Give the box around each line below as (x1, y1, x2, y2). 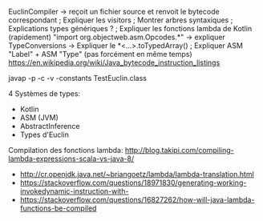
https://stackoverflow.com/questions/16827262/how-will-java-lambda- (19, 195, 255, 204)
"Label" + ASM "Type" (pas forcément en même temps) (8, 50, 192, 58)
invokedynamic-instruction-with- (19, 187, 129, 195)
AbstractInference (19, 122, 80, 131)
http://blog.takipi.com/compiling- (124, 146, 234, 155)
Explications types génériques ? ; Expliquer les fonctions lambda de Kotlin (8, 24, 253, 33)
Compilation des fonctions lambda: (8, 146, 123, 155)
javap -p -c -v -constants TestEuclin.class (8, 74, 147, 82)
